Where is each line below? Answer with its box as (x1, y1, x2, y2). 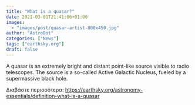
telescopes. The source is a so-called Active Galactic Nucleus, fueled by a (6, 68, 186, 76)
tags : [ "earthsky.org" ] (6, 41, 65, 47)
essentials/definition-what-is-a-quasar (6, 92, 100, 99)
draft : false (6, 47, 38, 52)
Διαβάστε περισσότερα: (6, 86, 64, 93)
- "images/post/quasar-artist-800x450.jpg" (11, 24, 119, 31)
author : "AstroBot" (6, 30, 54, 36)
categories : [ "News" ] (6, 36, 59, 41)
